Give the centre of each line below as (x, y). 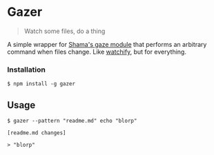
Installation (27, 70)
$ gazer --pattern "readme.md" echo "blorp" (72, 121)
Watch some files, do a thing (65, 31)
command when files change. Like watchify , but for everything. (97, 52)
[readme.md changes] (37, 133)
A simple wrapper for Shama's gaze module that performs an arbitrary (107, 44)
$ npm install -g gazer (41, 84)
